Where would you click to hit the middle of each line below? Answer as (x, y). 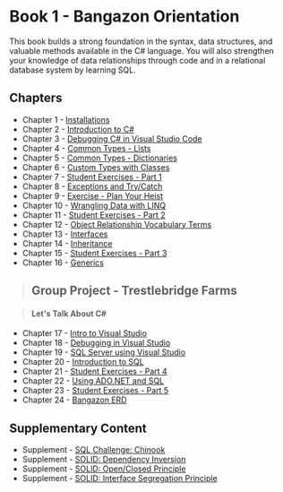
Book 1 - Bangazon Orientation (124, 17)
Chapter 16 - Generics (63, 263)
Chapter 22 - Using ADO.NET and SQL (93, 381)
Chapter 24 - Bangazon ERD (74, 400)
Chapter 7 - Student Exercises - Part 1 (92, 177)
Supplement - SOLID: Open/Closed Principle (104, 469)
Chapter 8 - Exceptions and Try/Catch (92, 186)
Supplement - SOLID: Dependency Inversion (104, 460)
